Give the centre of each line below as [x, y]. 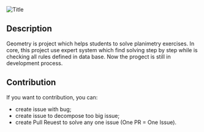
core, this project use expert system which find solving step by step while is [102, 50]
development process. [35, 63]
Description [29, 29]
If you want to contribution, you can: [52, 97]
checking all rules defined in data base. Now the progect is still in [89, 56]
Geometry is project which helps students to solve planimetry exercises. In [100, 44]
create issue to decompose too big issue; [67, 115]
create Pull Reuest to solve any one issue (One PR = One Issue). [96, 122]
